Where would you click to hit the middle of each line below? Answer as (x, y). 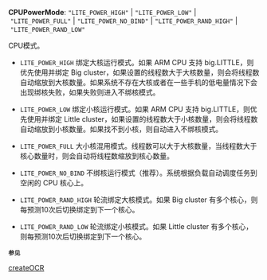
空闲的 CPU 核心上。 (54, 183)
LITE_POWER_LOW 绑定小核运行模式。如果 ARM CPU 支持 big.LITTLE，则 (135, 109)
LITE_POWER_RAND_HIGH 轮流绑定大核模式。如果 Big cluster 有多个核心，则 (139, 200)
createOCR (26, 268)
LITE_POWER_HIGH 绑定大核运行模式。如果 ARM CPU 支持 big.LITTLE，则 (137, 62)
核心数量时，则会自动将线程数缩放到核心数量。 (96, 156)
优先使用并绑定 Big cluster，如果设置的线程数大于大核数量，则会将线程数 (139, 72)
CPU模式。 (26, 45)
